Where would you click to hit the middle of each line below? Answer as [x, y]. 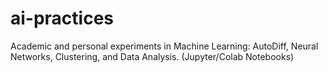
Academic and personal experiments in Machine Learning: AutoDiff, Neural [164, 46]
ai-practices [62, 18]
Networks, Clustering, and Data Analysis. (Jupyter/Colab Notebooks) [152, 56]
